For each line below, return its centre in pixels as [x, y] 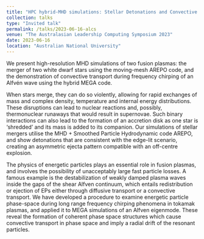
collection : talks [30, 18]
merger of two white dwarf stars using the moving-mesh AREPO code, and [100, 70]
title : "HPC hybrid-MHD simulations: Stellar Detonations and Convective [102, 12]
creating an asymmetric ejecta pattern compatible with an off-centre [92, 146]
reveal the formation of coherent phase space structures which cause [94, 216]
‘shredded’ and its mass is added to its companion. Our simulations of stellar [102, 127]
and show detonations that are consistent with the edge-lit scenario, [92, 140]
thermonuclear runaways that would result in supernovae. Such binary [95, 114]
